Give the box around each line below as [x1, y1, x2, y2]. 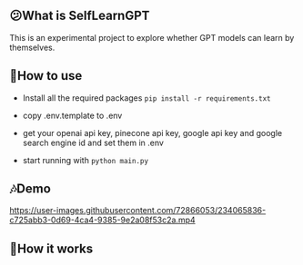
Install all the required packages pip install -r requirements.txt [22, 92, 271, 103]
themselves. [9, 42, 56, 53]
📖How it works [9, 240, 94, 256]
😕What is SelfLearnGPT [9, 8, 150, 24]
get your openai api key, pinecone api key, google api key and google [22, 127, 283, 138]
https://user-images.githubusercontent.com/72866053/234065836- [9, 205, 267, 216]
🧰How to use [9, 68, 83, 83]
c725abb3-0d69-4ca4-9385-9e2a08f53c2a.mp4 [9, 214, 196, 226]
